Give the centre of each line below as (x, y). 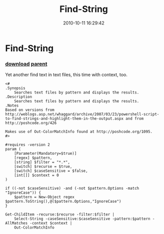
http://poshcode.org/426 (31, 123)
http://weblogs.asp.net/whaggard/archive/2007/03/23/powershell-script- (82, 115)
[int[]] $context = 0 (36, 175)
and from (134, 119)
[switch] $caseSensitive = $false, (51, 171)
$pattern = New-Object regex (44, 197)
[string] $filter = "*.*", (42, 162)
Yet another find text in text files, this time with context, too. (66, 75)
